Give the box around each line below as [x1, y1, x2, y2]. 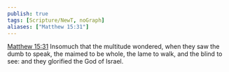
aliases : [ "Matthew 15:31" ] [7, 23, 90, 30]
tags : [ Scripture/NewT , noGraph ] [7, 17, 105, 24]
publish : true [7, 10, 49, 17]
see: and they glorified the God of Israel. [7, 57, 124, 66]
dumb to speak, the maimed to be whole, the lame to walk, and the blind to [7, 50, 223, 58]
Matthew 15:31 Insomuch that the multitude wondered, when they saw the [7, 43, 220, 51]
